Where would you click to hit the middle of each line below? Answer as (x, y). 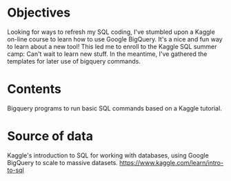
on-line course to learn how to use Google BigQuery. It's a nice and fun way (115, 39)
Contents (34, 89)
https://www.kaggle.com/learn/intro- (172, 162)
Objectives (39, 13)
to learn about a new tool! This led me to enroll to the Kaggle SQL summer (112, 46)
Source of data (50, 136)
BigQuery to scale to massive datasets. (63, 162)
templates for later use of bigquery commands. (74, 61)
